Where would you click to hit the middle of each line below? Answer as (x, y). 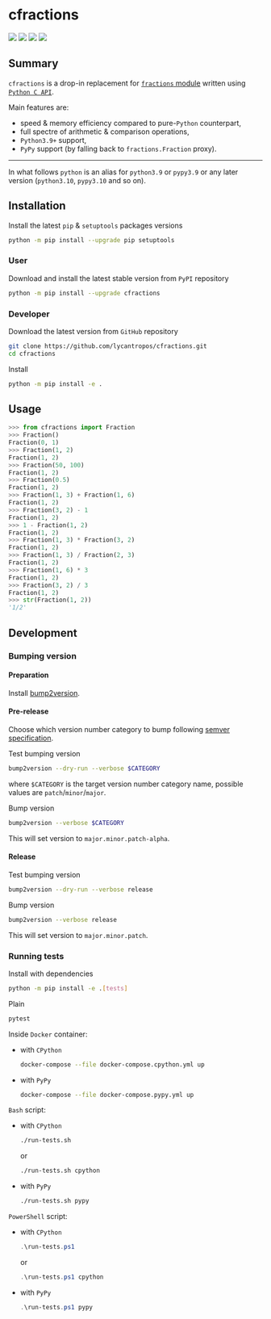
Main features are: (39, 107)
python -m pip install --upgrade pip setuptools (92, 240)
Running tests (36, 956)
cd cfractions (32, 354)
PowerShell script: (38, 1216)
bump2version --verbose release (63, 919)
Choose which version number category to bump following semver (119, 729)
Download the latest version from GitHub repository (94, 331)
